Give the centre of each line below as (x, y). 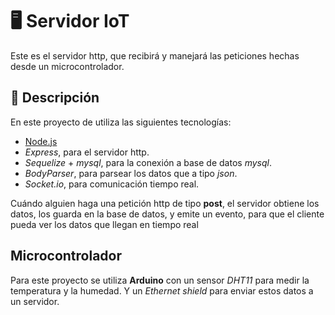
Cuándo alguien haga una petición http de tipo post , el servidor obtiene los (165, 203)
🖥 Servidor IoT (70, 21)
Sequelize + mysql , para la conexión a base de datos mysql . (148, 162)
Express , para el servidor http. (87, 152)
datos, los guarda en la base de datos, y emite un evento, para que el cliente (167, 214)
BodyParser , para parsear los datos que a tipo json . (131, 173)
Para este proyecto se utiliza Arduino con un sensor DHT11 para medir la (160, 280)
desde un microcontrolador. (67, 66)
